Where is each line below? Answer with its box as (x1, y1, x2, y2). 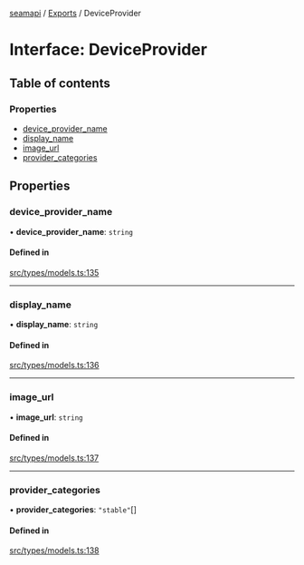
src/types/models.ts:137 (9, 453, 100, 463)
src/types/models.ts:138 (9, 545, 100, 556)
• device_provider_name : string (9, 226, 134, 237)
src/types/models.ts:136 (9, 360, 100, 371)
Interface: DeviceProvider (9, 40, 208, 60)
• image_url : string (9, 412, 83, 423)
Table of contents (9, 75, 110, 91)
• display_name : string (9, 319, 99, 330)
